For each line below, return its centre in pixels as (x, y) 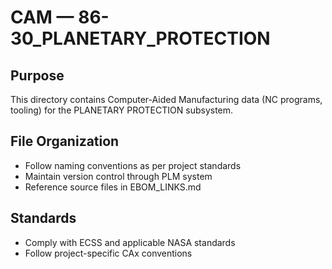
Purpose (37, 75)
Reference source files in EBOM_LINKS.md (113, 187)
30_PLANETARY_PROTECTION (140, 38)
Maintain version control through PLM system (118, 176)
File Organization (65, 141)
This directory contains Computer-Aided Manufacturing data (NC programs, (166, 99)
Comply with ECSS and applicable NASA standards (130, 242)
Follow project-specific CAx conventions (108, 253)
